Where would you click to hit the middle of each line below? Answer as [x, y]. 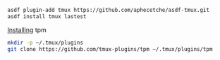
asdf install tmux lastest [47, 16]
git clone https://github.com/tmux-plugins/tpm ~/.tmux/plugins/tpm [110, 49]
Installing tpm [27, 30]
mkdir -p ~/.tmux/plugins [45, 43]
